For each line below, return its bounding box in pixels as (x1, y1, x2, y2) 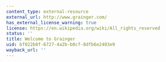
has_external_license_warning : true (6, 19, 97, 25)
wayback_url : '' (6, 47, 46, 53)
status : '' (6, 31, 33, 37)
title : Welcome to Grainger (6, 36, 76, 42)
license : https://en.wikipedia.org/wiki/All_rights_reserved (6, 25, 161, 31)
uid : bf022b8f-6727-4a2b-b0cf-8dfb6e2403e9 (6, 42, 116, 48)
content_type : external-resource (6, 8, 89, 15)
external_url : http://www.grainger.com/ (6, 14, 108, 20)
